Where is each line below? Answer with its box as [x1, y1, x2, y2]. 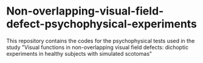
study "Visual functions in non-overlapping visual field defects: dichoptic [6, 44, 189, 51]
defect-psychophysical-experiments [6, 17, 198, 31]
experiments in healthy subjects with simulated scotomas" [6, 50, 153, 57]
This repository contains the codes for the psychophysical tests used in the [6, 37, 195, 44]
